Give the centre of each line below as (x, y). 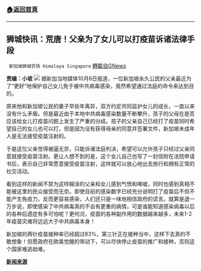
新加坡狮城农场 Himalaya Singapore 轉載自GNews (68, 66)
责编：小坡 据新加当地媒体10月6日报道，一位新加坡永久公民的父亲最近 (96, 78)
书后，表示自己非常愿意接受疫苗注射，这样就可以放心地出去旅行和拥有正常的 (100, 164)
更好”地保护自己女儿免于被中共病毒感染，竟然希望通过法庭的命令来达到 (102, 86)
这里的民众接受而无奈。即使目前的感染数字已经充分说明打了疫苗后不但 (103, 191)
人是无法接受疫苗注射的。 (38, 136)
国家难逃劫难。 (30, 249)
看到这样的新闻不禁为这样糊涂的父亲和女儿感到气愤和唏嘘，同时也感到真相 (98, 184)
